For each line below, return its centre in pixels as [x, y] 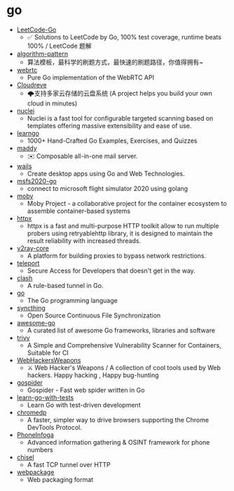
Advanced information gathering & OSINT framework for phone [118, 442]
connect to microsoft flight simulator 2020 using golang [108, 188]
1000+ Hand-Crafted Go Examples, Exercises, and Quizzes [112, 140]
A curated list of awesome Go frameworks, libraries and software [121, 330]
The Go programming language [73, 300]
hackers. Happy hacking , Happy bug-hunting [93, 375]
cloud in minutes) [52, 103]
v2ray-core [33, 248]
